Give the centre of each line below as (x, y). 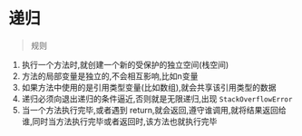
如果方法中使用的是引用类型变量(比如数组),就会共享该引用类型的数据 (149, 87)
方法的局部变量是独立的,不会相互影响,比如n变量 (110, 76)
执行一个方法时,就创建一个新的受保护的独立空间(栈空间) (125, 64)
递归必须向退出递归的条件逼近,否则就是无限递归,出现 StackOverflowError (157, 98)
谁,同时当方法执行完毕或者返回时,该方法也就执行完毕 (119, 121)
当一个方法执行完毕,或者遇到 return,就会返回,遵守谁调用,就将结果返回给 (154, 110)
